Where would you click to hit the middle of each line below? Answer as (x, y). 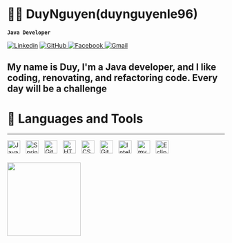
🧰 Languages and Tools (75, 119)
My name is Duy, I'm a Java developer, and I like (112, 67)
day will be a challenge (57, 89)
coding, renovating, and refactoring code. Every (113, 78)
